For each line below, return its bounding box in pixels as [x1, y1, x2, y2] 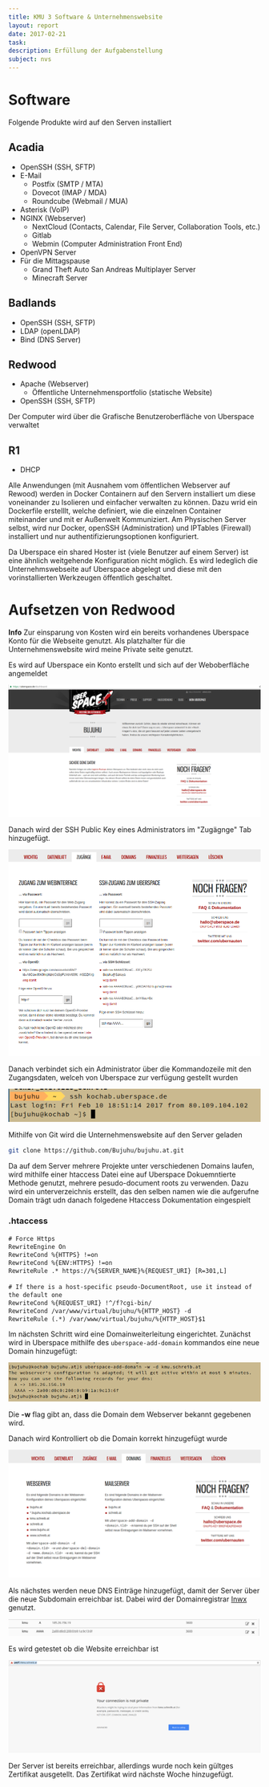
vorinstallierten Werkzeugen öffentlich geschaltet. [8, 573, 173, 582]
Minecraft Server [31, 273, 88, 283]
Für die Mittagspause [19, 255, 90, 265]
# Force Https [8, 1234, 56, 1242]
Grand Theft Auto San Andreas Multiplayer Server [31, 264, 196, 274]
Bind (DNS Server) [19, 334, 82, 345]
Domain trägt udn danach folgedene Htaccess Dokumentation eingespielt [8, 1195, 251, 1205]
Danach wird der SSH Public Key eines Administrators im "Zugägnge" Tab [8, 825, 252, 834]
